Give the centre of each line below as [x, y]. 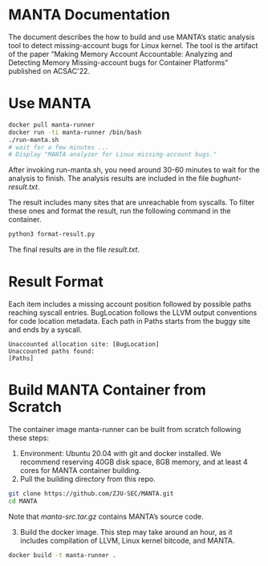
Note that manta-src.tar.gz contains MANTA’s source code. [106, 516]
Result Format [56, 282]
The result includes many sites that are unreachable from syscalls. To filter [132, 203]
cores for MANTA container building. [81, 470]
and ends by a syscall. [45, 329]
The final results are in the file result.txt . [74, 249]
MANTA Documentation [89, 15]
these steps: [29, 438]
